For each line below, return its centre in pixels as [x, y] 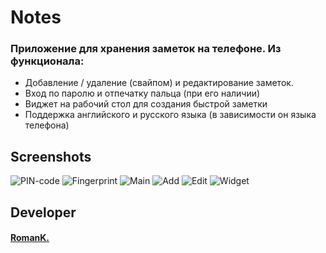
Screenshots [51, 156]
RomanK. [30, 238]
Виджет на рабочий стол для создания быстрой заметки [146, 104]
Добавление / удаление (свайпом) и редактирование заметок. [159, 83]
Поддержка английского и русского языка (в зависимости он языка [170, 115]
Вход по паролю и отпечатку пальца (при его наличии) [142, 93]
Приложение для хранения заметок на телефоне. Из [146, 49]
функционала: [47, 61]
